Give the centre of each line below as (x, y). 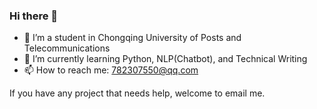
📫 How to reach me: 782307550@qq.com (111, 70)
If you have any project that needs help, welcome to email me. (137, 93)
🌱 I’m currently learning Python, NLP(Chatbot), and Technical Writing (165, 59)
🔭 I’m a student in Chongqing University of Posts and (132, 38)
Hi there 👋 (34, 16)
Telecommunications (67, 48)
